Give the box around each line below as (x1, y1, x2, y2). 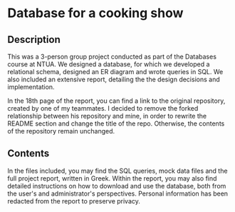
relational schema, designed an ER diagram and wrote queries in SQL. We (7, 68, 224, 76)
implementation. (7, 83, 55, 91)
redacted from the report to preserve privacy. (7, 196, 141, 205)
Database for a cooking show (7, 5, 184, 21)
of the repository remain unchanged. (7, 127, 115, 135)
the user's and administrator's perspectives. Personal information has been (7, 189, 229, 198)
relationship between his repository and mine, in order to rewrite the (7, 112, 207, 120)
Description (7, 34, 61, 46)
